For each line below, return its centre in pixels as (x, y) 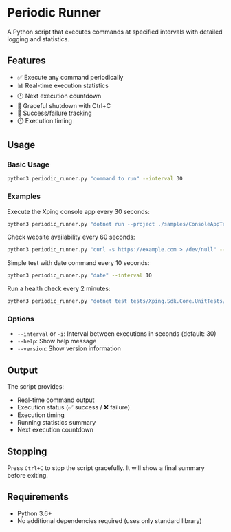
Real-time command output (56, 400)
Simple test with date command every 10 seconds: (78, 263)
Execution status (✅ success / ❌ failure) (74, 407)
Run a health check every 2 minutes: (59, 289)
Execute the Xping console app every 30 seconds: (78, 211)
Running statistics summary (56, 423)
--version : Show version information (69, 348)
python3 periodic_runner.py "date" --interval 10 (80, 276)
